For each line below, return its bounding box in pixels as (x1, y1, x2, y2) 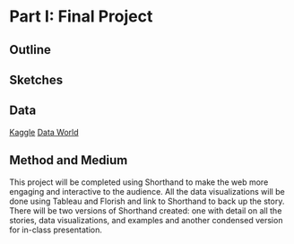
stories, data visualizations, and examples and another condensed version (9, 214, 283, 225)
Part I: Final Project (9, 6, 153, 27)
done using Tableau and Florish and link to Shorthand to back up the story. (9, 196, 285, 206)
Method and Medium (9, 152, 128, 168)
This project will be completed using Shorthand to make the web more (9, 177, 269, 187)
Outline (9, 42, 51, 57)
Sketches (9, 72, 64, 87)
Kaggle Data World (9, 126, 79, 137)
